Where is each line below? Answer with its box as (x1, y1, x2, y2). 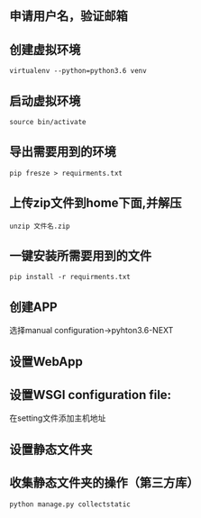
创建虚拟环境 (9, 41, 81, 57)
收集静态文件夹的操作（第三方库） (9, 476, 199, 491)
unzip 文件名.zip (9, 222, 70, 231)
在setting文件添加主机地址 (9, 413, 106, 423)
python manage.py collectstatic (9, 499, 131, 509)
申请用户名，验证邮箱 (9, 8, 128, 24)
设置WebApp (9, 354, 83, 369)
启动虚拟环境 (9, 93, 81, 108)
